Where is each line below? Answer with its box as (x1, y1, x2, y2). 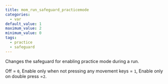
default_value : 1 (5, 21, 42, 26)
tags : (5, 35, 17, 40)
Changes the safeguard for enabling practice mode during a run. (5, 58, 140, 64)
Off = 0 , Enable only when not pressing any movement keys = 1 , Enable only (5, 68, 163, 74)
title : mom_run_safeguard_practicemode (5, 7, 89, 12)
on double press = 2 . (5, 73, 47, 79)
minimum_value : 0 (5, 30, 42, 35)
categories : (5, 12, 30, 17)
